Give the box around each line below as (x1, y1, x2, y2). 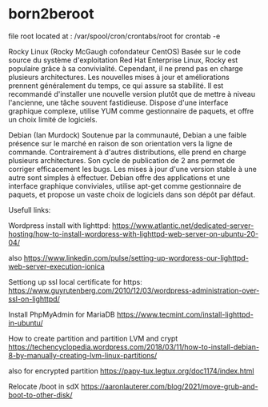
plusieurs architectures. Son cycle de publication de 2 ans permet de (8, 155, 235, 165)
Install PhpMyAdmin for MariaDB (8, 309, 115, 319)
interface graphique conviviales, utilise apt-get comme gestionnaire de (8, 181, 242, 190)
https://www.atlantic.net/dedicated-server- (111, 221, 254, 230)
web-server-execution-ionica (8, 261, 106, 271)
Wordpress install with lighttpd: (8, 221, 110, 230)
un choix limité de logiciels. (8, 114, 98, 124)
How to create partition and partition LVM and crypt (8, 333, 178, 343)
